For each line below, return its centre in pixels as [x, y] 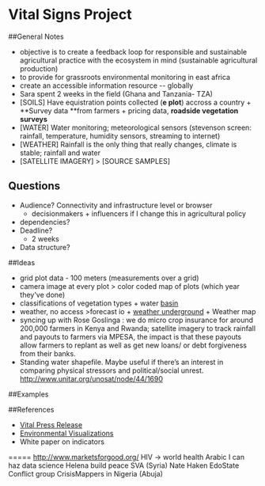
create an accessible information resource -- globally [106, 85]
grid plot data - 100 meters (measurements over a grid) [109, 278]
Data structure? [45, 247]
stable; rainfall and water [60, 153]
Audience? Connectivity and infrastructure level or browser [116, 205]
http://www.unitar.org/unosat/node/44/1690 [91, 378]
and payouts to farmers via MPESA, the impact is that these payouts [131, 336]
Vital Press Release [51, 424]
